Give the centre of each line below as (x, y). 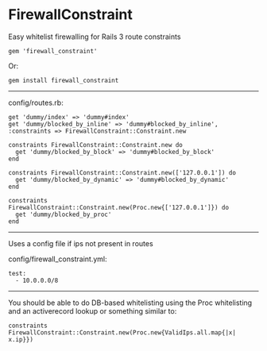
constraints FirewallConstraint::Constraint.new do (95, 145)
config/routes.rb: (36, 102)
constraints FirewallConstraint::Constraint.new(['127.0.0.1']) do (122, 172)
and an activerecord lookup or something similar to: (93, 310)
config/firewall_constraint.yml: (58, 259)
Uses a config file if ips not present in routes (81, 243)
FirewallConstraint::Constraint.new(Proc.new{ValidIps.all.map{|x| (122, 332)
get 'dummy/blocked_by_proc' (64, 214)
